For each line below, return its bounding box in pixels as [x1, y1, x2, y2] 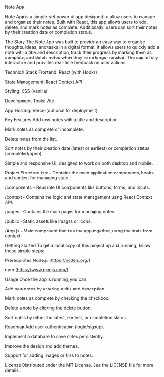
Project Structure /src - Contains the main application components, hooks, [5, 170, 155, 175]
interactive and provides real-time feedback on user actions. [5, 60, 127, 65]
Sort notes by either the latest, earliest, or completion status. [5, 315, 127, 320]
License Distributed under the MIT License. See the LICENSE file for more [5, 362, 154, 368]
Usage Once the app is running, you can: [5, 276, 88, 282]
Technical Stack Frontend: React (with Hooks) [5, 69, 98, 75]
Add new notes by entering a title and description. [5, 286, 106, 291]
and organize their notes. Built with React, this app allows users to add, [5, 19, 148, 25]
